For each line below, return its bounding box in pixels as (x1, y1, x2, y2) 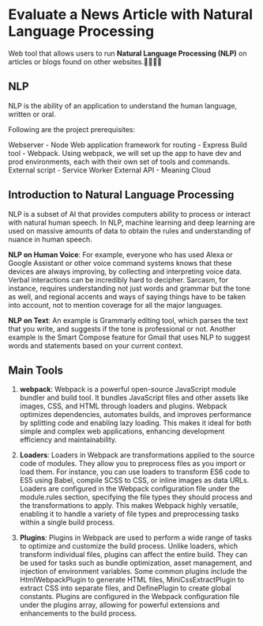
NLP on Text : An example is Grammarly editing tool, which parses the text (8, 315, 249, 325)
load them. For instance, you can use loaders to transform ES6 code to (19, 467, 250, 476)
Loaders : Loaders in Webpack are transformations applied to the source (19, 450, 255, 460)
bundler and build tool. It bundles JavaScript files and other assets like (19, 393, 249, 403)
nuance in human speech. (8, 234, 92, 244)
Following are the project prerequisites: (8, 124, 136, 134)
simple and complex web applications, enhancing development (19, 427, 225, 436)
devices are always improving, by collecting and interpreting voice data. (8, 267, 242, 276)
